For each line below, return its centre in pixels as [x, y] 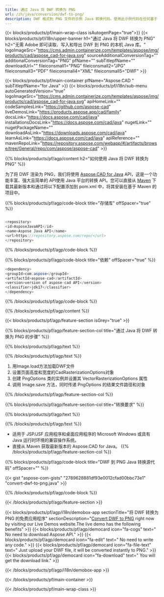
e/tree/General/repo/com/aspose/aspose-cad [51, 148]
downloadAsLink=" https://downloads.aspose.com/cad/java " [66, 133]
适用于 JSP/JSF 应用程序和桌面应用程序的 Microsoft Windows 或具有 [81, 434]
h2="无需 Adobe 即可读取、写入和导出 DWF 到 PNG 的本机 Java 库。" [75, 45]
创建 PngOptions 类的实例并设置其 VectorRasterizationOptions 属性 [80, 378]
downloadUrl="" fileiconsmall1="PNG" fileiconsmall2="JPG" [65, 66]
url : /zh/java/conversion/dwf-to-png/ [45, 14]
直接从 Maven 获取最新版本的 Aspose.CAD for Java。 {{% [70, 446]
